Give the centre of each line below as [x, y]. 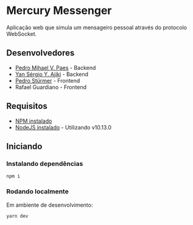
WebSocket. [22, 33]
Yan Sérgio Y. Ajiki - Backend [52, 74]
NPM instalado [33, 121]
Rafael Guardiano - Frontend [51, 87]
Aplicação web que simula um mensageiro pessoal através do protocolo [97, 27]
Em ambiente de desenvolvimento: [50, 205]
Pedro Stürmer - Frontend [47, 80]
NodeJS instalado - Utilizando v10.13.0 [63, 127]
